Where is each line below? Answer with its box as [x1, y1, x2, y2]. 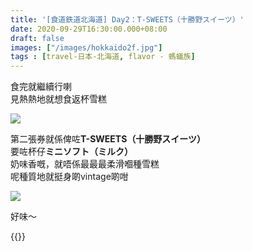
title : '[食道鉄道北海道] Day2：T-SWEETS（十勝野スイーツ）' [10, 14, 245, 25]
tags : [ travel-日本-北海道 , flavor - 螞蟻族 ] [10, 52, 196, 62]
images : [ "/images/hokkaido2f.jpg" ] [10, 42, 163, 53]
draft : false [10, 33, 65, 43]
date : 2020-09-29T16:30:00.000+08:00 [10, 24, 168, 34]
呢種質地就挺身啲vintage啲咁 [10, 171, 129, 183]
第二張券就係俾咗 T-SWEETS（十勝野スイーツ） [10, 133, 207, 145]
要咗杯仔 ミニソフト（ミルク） [10, 146, 133, 158]
